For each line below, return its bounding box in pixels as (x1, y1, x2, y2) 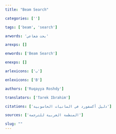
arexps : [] (5, 42, 27, 47)
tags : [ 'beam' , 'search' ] (5, 25, 57, 30)
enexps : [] (5, 60, 27, 65)
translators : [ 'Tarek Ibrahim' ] (5, 95, 70, 100)
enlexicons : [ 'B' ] (5, 77, 42, 82)
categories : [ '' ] (5, 16, 40, 21)
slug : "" (5, 121, 23, 127)
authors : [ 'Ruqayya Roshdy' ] (5, 86, 64, 91)
